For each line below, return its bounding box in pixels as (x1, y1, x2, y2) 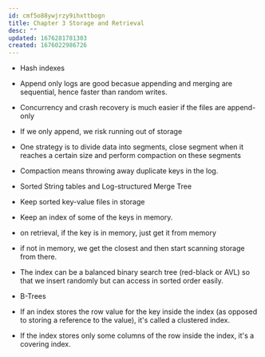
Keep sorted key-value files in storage (19, 197, 145, 207)
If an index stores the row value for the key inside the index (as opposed (19, 307, 258, 316)
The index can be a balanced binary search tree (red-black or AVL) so (19, 268, 250, 277)
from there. (19, 252, 57, 262)
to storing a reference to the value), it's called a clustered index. (19, 315, 230, 325)
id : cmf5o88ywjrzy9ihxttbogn (8, 11, 105, 20)
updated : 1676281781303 (8, 34, 88, 42)
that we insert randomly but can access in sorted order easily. (19, 276, 223, 286)
